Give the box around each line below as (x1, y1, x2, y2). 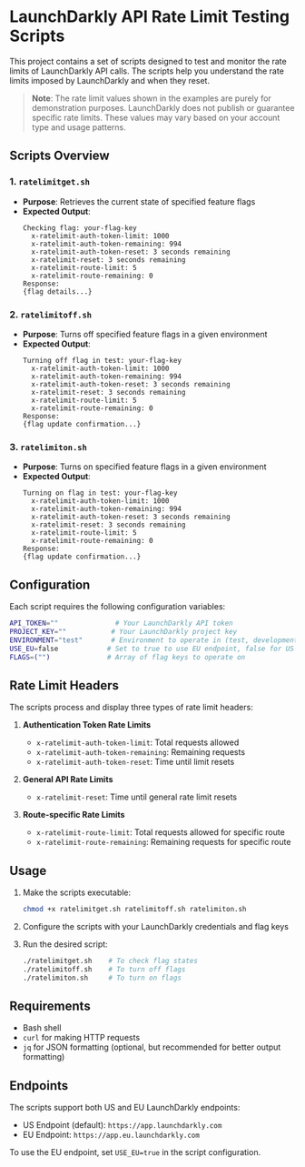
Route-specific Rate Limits (22, 810, 125, 820)
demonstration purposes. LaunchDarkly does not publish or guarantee (31, 102, 295, 113)
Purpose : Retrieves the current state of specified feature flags (22, 196, 256, 206)
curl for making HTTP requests (22, 1032, 141, 1043)
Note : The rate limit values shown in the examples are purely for (31, 93, 272, 104)
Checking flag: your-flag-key (22, 223, 138, 233)
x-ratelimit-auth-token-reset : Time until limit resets (35, 757, 235, 768)
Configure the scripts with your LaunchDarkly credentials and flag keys (22, 921, 289, 931)
